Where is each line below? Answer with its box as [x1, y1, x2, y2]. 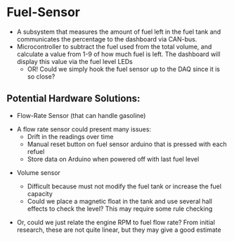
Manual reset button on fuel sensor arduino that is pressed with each [27, 140, 227, 148]
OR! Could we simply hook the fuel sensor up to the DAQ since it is [27, 65, 221, 73]
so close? [27, 72, 56, 81]
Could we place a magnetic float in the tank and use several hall [27, 197, 212, 205]
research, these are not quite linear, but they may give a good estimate [16, 226, 222, 234]
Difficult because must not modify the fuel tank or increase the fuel [27, 182, 222, 190]
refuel [27, 147, 45, 155]
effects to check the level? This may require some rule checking [27, 204, 213, 213]
